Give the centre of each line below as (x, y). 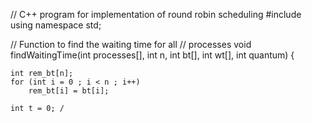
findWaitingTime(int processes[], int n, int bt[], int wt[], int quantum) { (152, 55)
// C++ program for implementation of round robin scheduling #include (156, 14)
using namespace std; (56, 25)
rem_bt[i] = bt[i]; (69, 91)
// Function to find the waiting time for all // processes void (131, 44)
